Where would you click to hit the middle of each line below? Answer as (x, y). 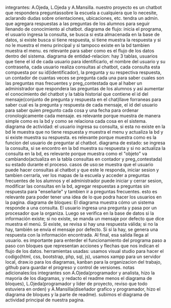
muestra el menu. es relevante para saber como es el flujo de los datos (80, 51)
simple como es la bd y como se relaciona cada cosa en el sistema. (76, 121)
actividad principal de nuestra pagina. (45, 300)
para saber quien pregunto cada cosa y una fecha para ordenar (72, 110)
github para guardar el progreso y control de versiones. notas (70, 267)
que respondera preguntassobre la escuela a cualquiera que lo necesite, (81, 13)
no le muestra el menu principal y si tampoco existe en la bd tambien (78, 45)
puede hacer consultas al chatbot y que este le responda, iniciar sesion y (82, 170)
